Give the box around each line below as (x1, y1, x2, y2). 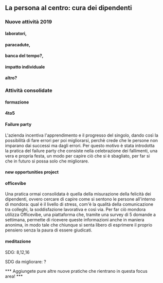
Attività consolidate (5, 87, 53, 94)
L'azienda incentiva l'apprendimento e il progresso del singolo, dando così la (5, 132, 159, 138)
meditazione (5, 238, 31, 244)
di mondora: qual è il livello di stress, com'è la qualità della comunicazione (5, 201, 153, 207)
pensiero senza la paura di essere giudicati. (5, 227, 92, 233)
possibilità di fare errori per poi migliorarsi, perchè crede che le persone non (5, 137, 158, 143)
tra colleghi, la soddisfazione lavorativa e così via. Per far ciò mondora (5, 207, 146, 212)
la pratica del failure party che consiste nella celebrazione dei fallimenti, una (5, 148, 158, 154)
